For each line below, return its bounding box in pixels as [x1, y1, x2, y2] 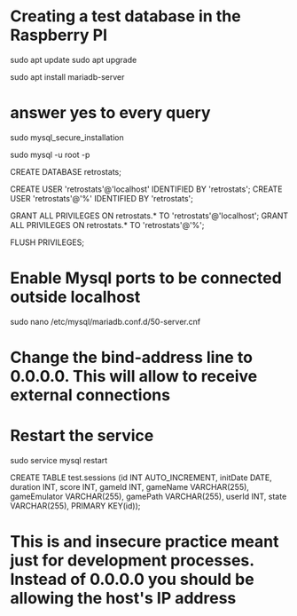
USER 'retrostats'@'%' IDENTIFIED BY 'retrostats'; [10, 193, 193, 203]
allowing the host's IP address [10, 588, 237, 609]
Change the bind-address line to [10, 348, 254, 367]
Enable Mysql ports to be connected [10, 268, 282, 288]
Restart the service [10, 426, 154, 446]
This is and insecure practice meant [10, 532, 279, 552]
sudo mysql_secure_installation [10, 131, 124, 143]
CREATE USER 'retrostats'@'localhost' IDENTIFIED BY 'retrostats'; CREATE [10, 184, 283, 194]
